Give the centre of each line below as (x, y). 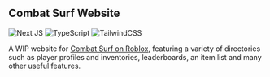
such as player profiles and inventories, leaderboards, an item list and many (135, 57)
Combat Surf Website (64, 13)
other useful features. (45, 66)
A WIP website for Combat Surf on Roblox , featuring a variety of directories (135, 49)
